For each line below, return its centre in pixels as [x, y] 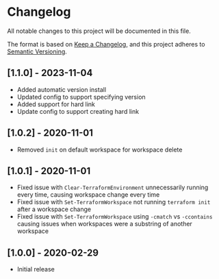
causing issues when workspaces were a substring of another [105, 224]
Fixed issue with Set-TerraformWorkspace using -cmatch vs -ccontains [115, 217]
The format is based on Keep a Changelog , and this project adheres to [106, 44]
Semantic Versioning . [37, 51]
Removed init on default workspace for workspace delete [100, 149]
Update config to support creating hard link [78, 111]
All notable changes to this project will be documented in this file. [99, 31]
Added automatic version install [62, 89]
